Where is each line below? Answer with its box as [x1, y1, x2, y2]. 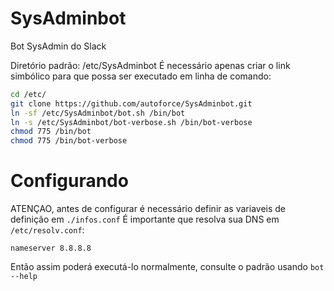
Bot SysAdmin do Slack [10, 40, 107, 52]
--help [10, 272, 38, 282]
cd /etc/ [10, 89, 47, 99]
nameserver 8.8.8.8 [10, 243, 92, 254]
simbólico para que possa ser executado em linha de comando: [10, 70, 272, 82]
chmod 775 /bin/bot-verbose [10, 136, 128, 146]
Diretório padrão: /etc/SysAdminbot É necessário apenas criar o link [10, 59, 291, 71]
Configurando [10, 170, 129, 192]
